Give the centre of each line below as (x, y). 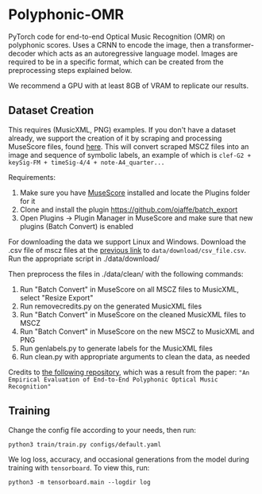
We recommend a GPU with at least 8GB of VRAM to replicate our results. (128, 86)
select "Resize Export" (56, 297)
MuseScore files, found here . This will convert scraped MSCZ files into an (129, 146)
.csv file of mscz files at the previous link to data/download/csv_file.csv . (127, 250)
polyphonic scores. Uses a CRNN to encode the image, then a (110, 44)
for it (27, 201)
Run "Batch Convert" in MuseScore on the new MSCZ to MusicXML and (137, 331)
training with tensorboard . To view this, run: (79, 467)
